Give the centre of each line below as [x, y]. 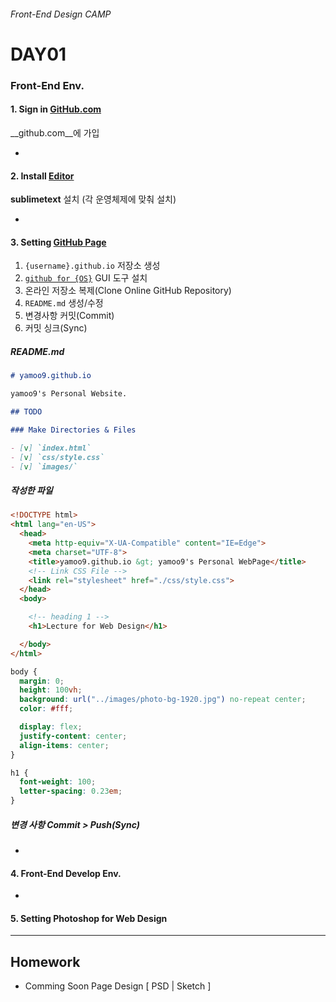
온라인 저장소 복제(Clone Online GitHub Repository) [128, 291]
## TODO [26, 412]
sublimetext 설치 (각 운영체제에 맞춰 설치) [93, 199]
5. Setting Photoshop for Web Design [89, 918]
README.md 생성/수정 [64, 303]
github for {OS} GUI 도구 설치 [86, 278]
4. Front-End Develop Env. [66, 873]
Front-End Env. [47, 85]
